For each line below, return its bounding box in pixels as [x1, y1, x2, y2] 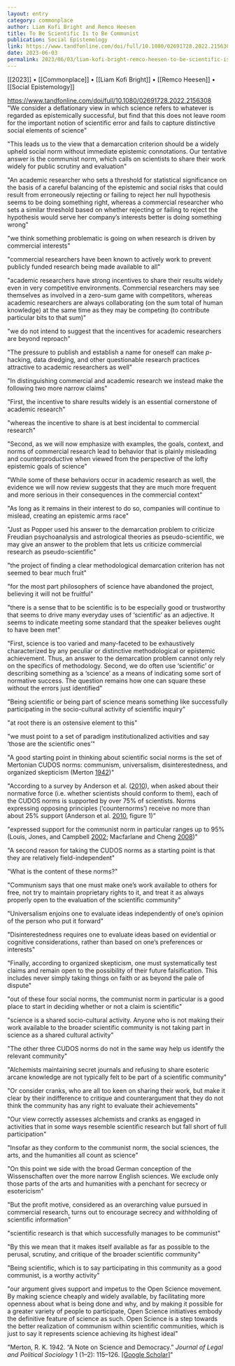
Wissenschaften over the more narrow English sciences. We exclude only [7, 1172, 219, 1180]
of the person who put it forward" [7, 916, 104, 925]
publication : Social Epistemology [7, 36, 108, 43]
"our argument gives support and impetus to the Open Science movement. [7, 1285, 222, 1293]
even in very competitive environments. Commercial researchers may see [7, 283, 220, 292]
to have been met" [7, 625, 61, 634]
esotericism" [7, 1186, 44, 1195]
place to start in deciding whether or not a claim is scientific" [7, 1002, 183, 1010]
